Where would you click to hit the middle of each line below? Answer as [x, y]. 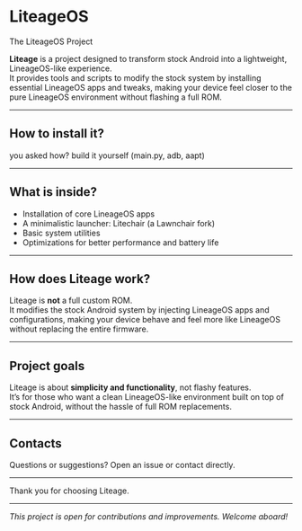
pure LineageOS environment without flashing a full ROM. [116, 97]
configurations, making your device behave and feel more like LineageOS [145, 320]
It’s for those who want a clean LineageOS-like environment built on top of [147, 397]
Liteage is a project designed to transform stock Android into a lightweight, [148, 58]
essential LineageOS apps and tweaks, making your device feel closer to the [151, 87]
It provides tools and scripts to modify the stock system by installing [135, 77]
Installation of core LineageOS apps [89, 214]
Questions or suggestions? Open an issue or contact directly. [122, 465]
